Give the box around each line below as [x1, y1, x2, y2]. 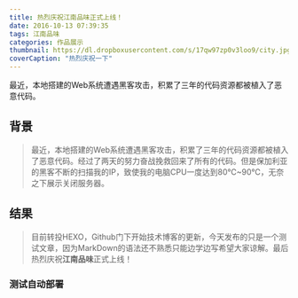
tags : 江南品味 [9, 29, 60, 38]
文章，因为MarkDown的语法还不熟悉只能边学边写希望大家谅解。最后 [38, 242, 289, 253]
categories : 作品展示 [9, 37, 84, 47]
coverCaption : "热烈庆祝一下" [9, 54, 113, 63]
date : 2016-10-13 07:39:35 [9, 21, 109, 30]
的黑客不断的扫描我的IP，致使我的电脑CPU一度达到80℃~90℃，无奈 [30, 166, 285, 177]
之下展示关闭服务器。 [30, 177, 109, 188]
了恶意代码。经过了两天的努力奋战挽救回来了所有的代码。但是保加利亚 [30, 155, 288, 166]
